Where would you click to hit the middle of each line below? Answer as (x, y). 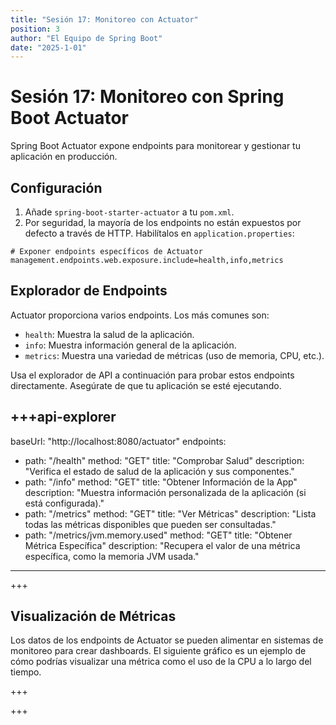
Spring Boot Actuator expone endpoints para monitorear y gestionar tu (155, 146)
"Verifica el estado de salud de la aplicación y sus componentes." (159, 471)
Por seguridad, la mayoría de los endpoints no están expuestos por (163, 222)
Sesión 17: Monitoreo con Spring (147, 97)
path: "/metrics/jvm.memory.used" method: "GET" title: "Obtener (158, 535)
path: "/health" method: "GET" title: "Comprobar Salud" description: (164, 460)
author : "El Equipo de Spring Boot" (86, 38)
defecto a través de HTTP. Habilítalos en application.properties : (159, 233)
